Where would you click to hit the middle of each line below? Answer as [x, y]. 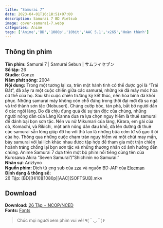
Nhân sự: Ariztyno [24, 162]
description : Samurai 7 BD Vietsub [41, 18]
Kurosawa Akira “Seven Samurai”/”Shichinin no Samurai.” [62, 157]
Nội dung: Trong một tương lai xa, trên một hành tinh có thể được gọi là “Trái [81, 85]
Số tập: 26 [16, 70]
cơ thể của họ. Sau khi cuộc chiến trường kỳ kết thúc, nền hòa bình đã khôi [80, 95]
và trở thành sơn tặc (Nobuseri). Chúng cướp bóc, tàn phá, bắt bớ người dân [81, 105]
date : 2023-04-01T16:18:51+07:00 [39, 14]
